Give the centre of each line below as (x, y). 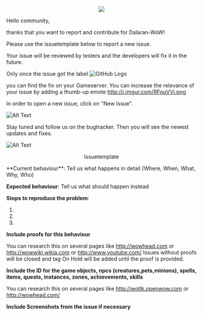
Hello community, (28, 21)
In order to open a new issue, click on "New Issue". (69, 103)
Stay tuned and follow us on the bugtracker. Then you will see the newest (98, 127)
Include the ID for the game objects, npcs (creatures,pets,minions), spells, (101, 270)
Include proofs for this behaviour (48, 234)
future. (14, 62)
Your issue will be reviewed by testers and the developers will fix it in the (97, 55)
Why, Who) (20, 175)
